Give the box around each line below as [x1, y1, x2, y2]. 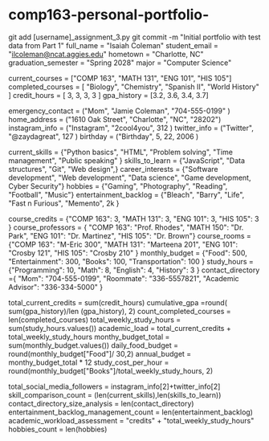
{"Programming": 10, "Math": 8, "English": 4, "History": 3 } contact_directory [8, 265, 260, 275]
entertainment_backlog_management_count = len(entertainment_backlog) [8, 407, 253, 417]
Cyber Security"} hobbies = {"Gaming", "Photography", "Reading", [8, 181, 228, 190]
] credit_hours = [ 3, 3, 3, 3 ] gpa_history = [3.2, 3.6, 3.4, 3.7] [8, 90, 209, 100]
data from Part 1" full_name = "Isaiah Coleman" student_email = [8, 40, 218, 50]
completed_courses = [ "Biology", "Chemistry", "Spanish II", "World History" [8, 82, 259, 92]
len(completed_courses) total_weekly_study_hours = [8, 315, 181, 325]
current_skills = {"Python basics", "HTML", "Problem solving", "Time [8, 147, 233, 157]
